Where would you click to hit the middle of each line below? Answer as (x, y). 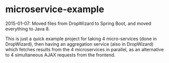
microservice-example (55, 9)
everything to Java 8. (28, 28)
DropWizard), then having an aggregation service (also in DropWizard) (79, 44)
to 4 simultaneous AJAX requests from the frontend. (60, 55)
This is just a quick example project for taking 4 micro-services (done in (81, 39)
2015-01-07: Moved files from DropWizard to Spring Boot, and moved (78, 23)
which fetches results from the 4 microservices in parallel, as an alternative (84, 49)
